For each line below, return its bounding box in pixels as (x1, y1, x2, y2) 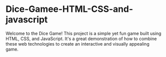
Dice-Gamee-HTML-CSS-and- (5, 3, 133, 15)
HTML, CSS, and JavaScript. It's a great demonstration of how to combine (5, 36, 157, 42)
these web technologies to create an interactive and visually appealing (5, 41, 150, 47)
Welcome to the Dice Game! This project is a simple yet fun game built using (5, 30, 162, 36)
